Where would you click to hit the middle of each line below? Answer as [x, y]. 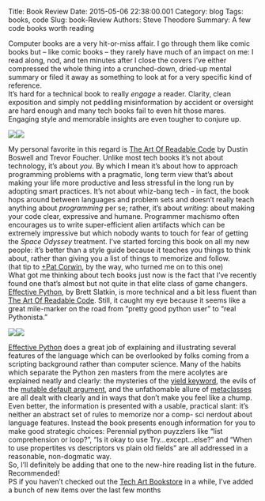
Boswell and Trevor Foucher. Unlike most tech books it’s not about [116, 158]
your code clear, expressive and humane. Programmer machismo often [124, 216]
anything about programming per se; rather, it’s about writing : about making [132, 208]
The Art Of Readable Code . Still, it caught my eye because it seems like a [127, 300]
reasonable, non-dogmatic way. [60, 456]
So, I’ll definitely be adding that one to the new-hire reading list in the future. [132, 465]
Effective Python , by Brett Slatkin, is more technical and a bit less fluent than [132, 292]
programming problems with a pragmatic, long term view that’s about [121, 174]
